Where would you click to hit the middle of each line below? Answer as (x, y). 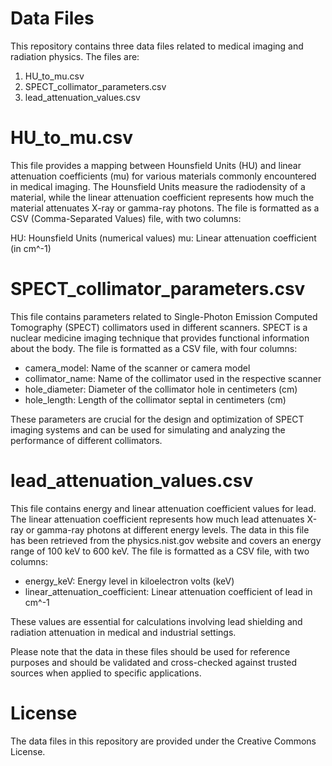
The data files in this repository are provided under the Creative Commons (163, 741)
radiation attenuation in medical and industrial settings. (123, 632)
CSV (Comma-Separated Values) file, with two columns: (126, 218)
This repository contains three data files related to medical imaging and (157, 46)
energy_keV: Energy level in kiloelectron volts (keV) (129, 581)
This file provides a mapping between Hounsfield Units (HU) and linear (156, 165)
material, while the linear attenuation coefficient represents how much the (162, 197)
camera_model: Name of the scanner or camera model (137, 368)
